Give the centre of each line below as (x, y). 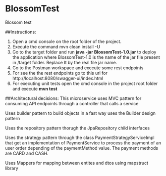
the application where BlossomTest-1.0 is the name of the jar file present (86, 57)
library (12, 168)
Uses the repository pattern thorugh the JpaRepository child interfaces (78, 128)
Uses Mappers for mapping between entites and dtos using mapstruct (77, 163)
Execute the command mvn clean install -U (56, 46)
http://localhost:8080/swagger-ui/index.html (57, 78)
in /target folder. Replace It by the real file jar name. (65, 62)
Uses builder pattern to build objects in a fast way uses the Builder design (81, 113)
